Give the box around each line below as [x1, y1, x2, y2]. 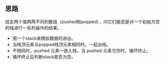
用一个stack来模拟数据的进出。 [12, 35, 76, 41]
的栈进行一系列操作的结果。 [5, 25, 62, 31]
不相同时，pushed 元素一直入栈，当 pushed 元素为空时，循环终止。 [12, 47, 151, 53]
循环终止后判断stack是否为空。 [12, 54, 76, 60]
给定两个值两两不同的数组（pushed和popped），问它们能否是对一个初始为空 [5, 19, 160, 25]
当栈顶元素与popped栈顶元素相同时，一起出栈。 [12, 41, 111, 47]
